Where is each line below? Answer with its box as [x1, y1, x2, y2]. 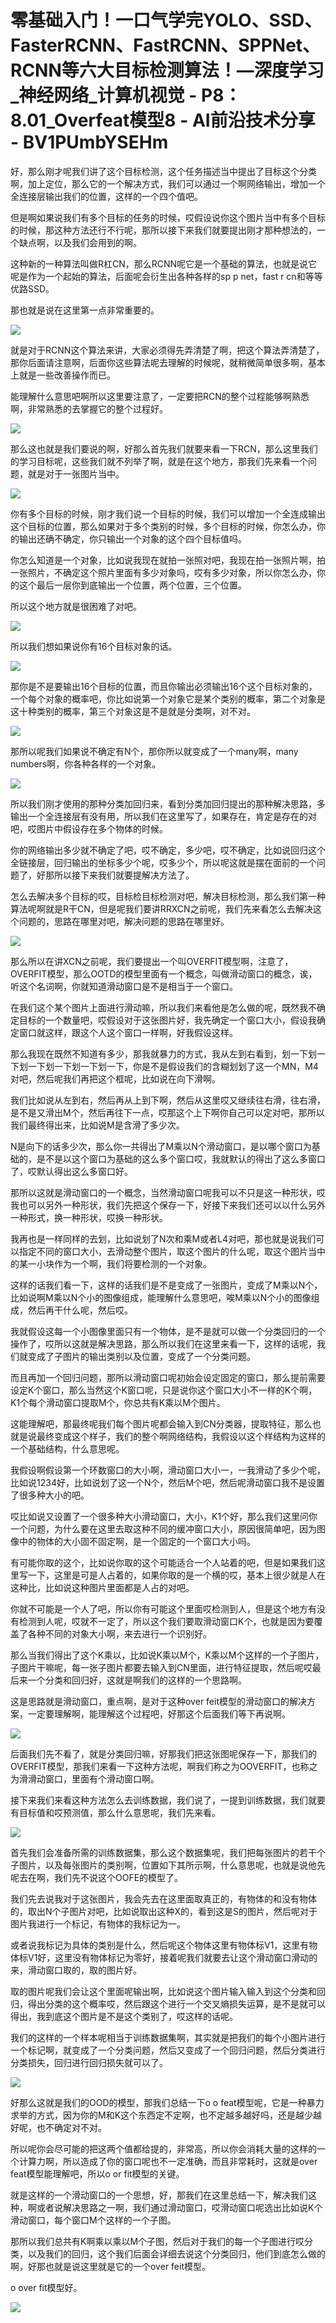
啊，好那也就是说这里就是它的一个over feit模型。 [10, 2260, 211, 2272]
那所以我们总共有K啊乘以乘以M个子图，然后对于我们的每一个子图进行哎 [10, 2235, 305, 2247]
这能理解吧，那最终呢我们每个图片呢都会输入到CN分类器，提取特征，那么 [10, 1417, 313, 1430]
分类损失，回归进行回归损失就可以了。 [10, 2056, 168, 2068]
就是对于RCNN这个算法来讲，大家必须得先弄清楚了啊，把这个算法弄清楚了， [10, 344, 325, 356]
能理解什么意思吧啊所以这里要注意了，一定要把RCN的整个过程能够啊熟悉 [10, 390, 310, 402]
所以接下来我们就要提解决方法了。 [53, 869, 195, 881]
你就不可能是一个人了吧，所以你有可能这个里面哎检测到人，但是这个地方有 [10, 1602, 317, 1615]
